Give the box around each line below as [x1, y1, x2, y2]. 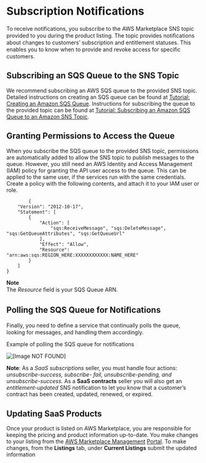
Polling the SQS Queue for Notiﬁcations [6, 304, 161, 315]
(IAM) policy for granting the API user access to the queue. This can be [6, 167, 186, 174]
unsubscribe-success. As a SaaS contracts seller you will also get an [6, 378, 183, 385]
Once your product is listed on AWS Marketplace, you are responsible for [6, 425, 192, 432]
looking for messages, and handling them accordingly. [6, 329, 144, 336]
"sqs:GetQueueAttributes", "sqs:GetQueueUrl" [6, 231, 125, 237]
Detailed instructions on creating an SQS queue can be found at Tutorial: [6, 93, 190, 101]
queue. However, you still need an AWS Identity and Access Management [6, 160, 192, 167]
